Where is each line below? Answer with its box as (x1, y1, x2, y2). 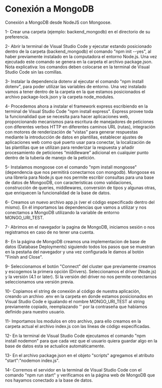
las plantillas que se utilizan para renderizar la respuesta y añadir (5, 144, 134, 150)
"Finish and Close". (5, 254, 43, 260)
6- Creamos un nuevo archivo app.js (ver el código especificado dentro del (5, 199, 155, 205)
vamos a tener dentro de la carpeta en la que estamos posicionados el (5, 89, 146, 94)
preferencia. (5, 34, 29, 40)
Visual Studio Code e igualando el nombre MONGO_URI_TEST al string (5, 298, 145, 304)
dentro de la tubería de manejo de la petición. (5, 155, 96, 160)
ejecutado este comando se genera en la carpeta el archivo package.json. (5, 59, 153, 64)
